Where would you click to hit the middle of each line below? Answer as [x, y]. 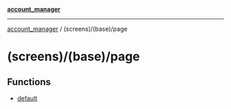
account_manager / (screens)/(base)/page [67, 29]
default [27, 98]
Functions [29, 82]
